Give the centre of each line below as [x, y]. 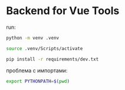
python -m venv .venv [33, 38]
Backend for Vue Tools [63, 11]
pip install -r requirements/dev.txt [52, 59]
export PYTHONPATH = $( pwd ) [38, 81]
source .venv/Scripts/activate [45, 48]
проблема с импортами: [37, 70]
